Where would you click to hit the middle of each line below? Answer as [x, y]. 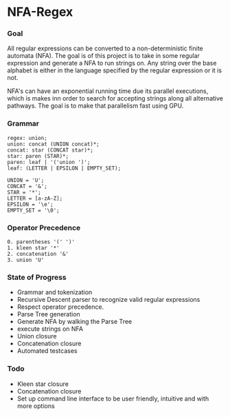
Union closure [37, 336]
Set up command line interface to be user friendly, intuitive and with [113, 398]
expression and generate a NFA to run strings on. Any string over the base [112, 63]
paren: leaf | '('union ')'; [49, 162]
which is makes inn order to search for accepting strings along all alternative [115, 99]
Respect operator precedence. [60, 307]
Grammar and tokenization [55, 292]
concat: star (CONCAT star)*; [50, 150]
